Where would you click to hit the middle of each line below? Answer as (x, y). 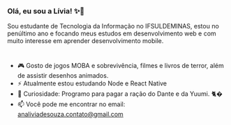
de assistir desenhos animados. (63, 76)
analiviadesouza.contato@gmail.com (70, 115)
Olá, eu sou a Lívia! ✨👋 (46, 11)
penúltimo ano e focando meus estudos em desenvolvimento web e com (112, 33)
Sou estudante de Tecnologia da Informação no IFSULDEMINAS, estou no (113, 26)
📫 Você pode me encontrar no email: (71, 104)
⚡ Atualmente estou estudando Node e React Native (92, 83)
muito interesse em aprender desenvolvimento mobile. (85, 41)
